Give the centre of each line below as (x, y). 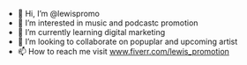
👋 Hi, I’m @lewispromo (58, 14)
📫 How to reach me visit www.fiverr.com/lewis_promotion (123, 51)
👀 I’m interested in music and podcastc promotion (108, 23)
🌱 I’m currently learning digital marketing (91, 32)
